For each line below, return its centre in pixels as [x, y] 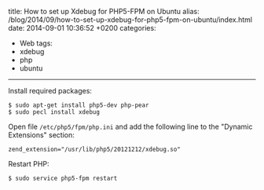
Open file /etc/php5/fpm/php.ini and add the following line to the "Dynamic [130, 126]
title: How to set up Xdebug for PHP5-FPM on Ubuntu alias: [104, 11]
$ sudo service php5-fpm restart [63, 178]
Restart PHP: [29, 164]
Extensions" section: [41, 135]
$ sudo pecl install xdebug [54, 112]
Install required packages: [50, 91]
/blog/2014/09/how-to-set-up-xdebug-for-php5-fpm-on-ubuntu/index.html [130, 20]
